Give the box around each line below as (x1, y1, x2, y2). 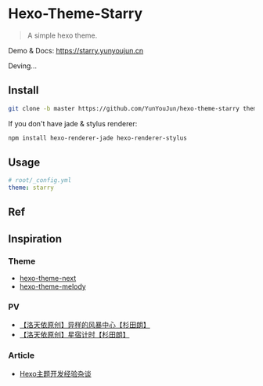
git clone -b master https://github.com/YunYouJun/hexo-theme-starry (8, 104, 240, 112)
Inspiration (8, 232, 63, 246)
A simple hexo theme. (27, 31, 98, 40)
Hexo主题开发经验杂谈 (19, 369, 92, 378)
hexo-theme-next (19, 274, 77, 283)
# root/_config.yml (8, 177, 72, 184)
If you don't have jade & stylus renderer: (8, 118, 138, 128)
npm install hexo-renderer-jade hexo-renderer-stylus (8, 134, 188, 142)
